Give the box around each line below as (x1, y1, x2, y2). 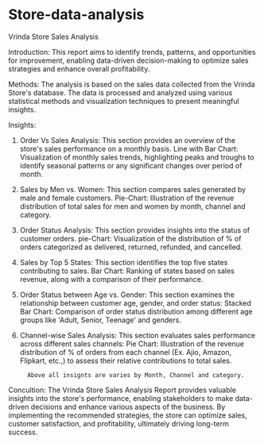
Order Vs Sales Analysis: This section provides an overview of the (19, 135, 236, 144)
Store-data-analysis (8, 6, 145, 24)
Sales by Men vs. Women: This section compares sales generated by (19, 184, 247, 194)
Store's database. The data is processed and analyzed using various (8, 87, 233, 97)
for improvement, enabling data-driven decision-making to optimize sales (8, 56, 249, 65)
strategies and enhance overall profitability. (8, 64, 150, 73)
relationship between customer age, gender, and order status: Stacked (19, 298, 252, 307)
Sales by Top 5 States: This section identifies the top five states (19, 257, 228, 267)
